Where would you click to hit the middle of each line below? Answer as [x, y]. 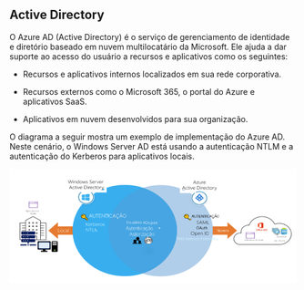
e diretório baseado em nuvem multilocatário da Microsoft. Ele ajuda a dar [148, 47]
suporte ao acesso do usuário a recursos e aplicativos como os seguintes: [149, 56]
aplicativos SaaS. [55, 101]
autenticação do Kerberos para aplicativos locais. [102, 156]
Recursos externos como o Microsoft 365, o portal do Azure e [138, 91]
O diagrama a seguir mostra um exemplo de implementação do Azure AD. [147, 137]
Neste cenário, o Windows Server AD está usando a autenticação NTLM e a [152, 146]
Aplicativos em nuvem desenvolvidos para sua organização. [135, 119]
